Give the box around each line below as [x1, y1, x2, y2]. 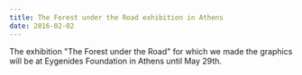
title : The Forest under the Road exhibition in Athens [9, 12, 224, 22]
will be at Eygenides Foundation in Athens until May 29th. [9, 55, 223, 66]
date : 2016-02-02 [9, 21, 75, 30]
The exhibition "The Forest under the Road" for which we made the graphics [9, 46, 293, 56]
